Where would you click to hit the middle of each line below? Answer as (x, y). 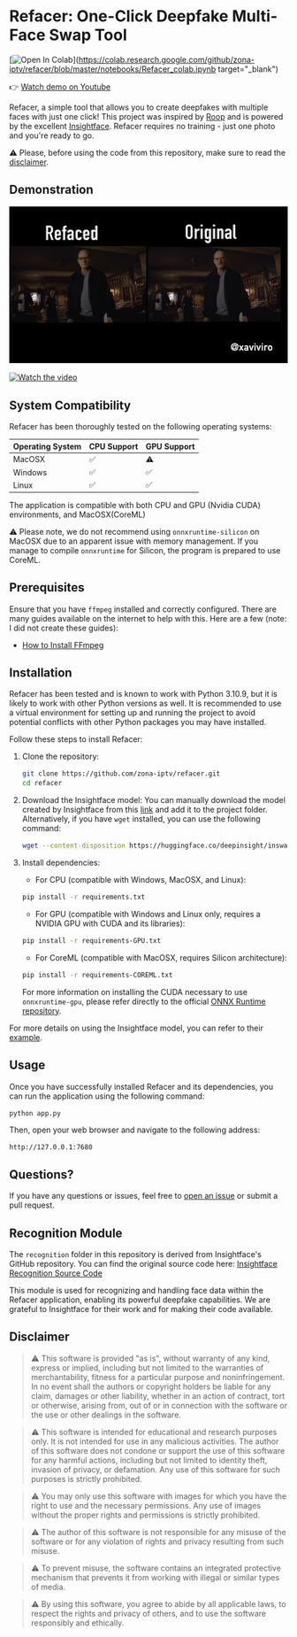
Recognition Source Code (56, 1273)
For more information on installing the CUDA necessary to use (135, 992)
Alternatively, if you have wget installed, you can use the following (141, 819)
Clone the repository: (61, 757)
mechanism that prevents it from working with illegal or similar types (155, 1577)
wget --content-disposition (73, 846)
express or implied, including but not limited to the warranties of (147, 1367)
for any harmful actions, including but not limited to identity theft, (149, 1460)
